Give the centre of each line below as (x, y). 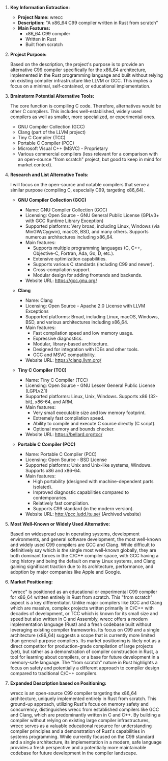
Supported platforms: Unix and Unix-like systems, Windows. (88, 465)
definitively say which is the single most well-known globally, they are (83, 550)
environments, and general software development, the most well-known (86, 539)
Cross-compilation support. (62, 270)
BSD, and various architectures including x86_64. (77, 322)
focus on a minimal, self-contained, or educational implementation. (80, 86)
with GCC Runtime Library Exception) (64, 221)
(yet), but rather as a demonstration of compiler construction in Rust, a (84, 651)
